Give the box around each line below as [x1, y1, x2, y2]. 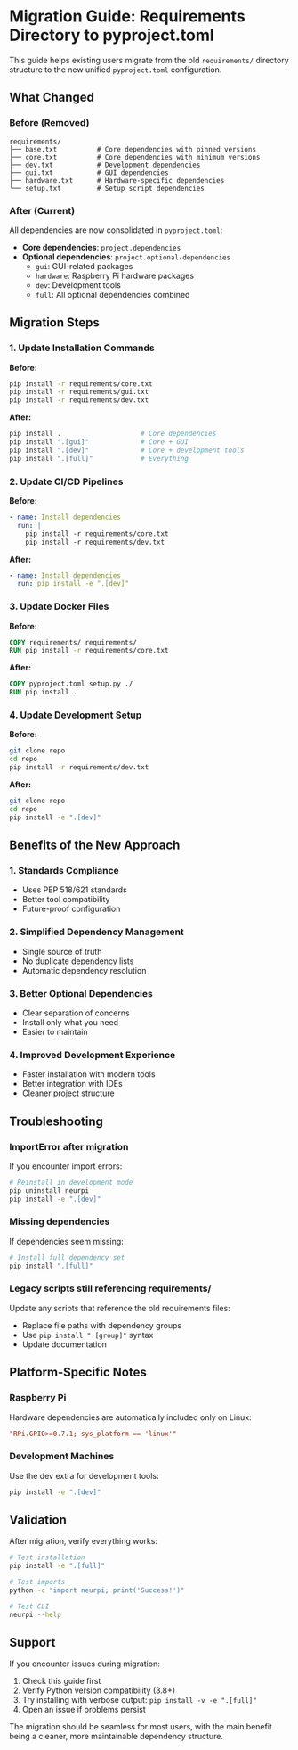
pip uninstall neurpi [9, 1186, 90, 1195]
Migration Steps [9, 315, 101, 331]
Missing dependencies [9, 1215, 110, 1228]
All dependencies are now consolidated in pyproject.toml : [9, 225, 223, 235]
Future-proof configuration [21, 903, 121, 915]
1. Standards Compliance [9, 864, 120, 876]
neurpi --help [9, 1610, 62, 1619]
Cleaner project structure [21, 1088, 115, 1098]
